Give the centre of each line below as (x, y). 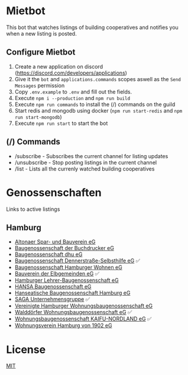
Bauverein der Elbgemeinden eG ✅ (57, 274)
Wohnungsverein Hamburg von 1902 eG (63, 326)
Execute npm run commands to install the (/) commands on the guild (95, 104)
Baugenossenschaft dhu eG (48, 254)
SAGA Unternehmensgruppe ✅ (52, 299)
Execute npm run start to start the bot (61, 123)
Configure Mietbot (41, 52)
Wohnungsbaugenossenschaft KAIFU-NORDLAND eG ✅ (83, 319)
